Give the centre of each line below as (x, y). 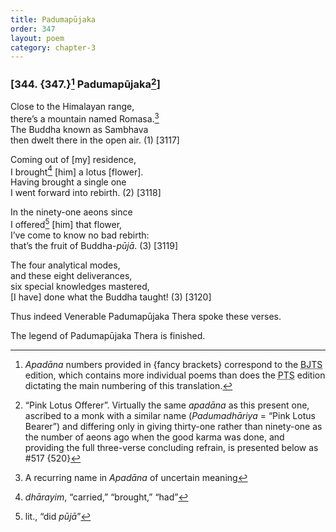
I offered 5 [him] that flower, (66, 223)
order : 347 (33, 29)
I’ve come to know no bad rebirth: (80, 235)
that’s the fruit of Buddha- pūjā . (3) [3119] (94, 245)
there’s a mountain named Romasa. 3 (85, 118)
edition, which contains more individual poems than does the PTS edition (175, 375)
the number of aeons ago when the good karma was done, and (154, 437)
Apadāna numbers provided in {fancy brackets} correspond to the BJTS (173, 364)
